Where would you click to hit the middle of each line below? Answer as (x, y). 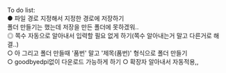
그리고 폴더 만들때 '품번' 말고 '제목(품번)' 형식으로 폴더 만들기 (105, 53)
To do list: (21, 10)
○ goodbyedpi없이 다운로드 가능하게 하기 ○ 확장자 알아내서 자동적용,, (103, 62)
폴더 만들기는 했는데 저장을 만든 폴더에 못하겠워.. (73, 27)
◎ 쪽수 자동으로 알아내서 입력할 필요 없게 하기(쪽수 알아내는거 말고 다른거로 (110, 35)
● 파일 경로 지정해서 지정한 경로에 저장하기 (66, 18)
